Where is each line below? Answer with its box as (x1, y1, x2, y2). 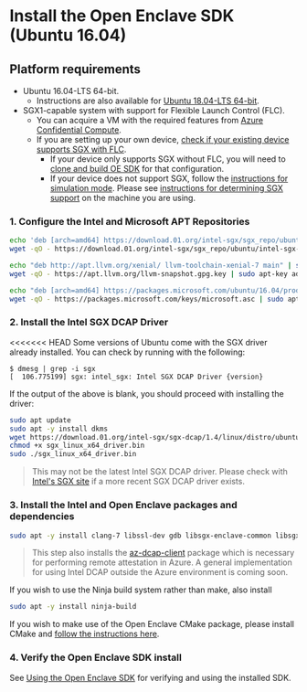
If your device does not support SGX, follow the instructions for (49, 173, 289, 184)
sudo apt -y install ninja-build (9, 602, 137, 612)
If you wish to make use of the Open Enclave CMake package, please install (9, 619, 295, 630)
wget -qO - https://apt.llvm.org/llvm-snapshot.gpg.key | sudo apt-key (9, 269, 288, 279)
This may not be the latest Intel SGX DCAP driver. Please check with (31, 466, 288, 477)
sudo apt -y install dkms (9, 424, 108, 433)
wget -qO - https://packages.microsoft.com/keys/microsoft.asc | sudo (9, 294, 284, 303)
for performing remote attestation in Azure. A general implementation (31, 557, 292, 568)
